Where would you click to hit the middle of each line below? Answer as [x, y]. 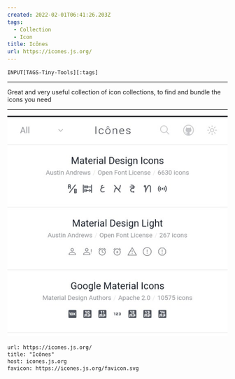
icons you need [29, 99]
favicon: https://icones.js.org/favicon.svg [73, 369]
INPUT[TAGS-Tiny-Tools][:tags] [53, 73]
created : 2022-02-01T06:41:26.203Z [59, 15]
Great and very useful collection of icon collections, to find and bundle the [114, 92]
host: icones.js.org [37, 362]
